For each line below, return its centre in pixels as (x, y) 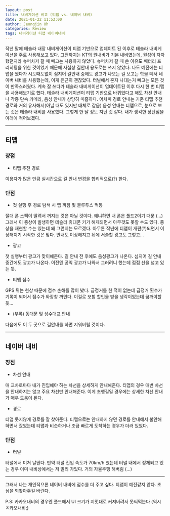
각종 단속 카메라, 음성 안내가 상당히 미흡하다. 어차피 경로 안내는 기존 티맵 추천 (87, 99)
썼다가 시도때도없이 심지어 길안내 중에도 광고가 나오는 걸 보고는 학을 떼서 (86, 74)
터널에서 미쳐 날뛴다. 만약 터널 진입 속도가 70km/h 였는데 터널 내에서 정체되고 (82, 462)
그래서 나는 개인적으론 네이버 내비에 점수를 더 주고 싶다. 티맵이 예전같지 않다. (81, 484)
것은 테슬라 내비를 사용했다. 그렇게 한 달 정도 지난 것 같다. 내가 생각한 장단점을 (87, 112)
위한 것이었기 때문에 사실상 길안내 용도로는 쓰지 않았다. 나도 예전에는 (90, 67)
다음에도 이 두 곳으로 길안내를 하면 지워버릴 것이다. (55, 324)
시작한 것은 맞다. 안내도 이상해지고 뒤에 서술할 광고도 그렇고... (83, 234)
